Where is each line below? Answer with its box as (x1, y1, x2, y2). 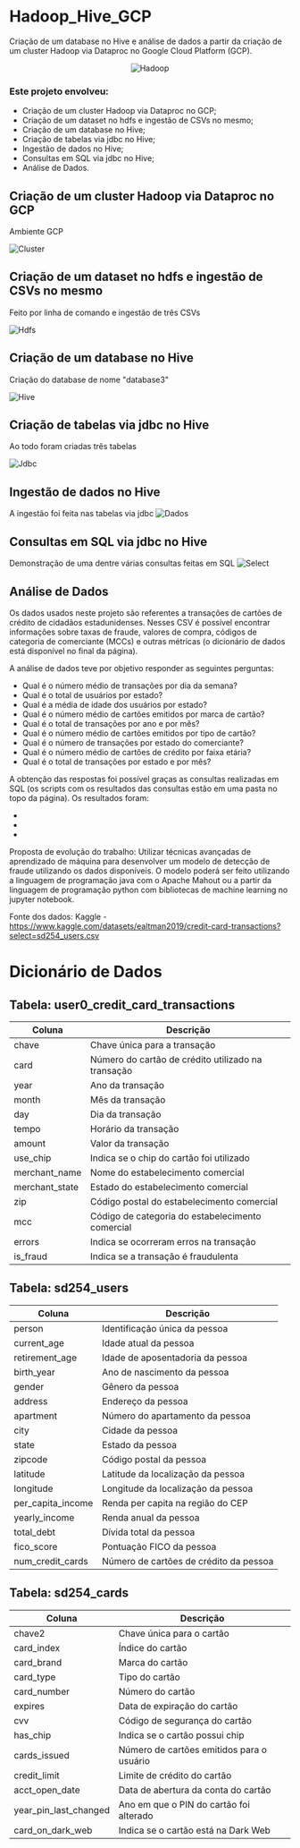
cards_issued (13, 1749, 70, 1761)
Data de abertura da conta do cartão (118, 1784, 271, 1796)
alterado (118, 1810, 154, 1822)
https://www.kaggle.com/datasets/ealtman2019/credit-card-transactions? (9, 920, 281, 932)
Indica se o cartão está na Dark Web (118, 1824, 271, 1836)
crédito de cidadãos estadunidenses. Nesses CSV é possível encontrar (9, 617, 271, 627)
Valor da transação (90, 1137, 170, 1149)
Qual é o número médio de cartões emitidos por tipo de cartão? (21, 728, 256, 738)
